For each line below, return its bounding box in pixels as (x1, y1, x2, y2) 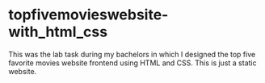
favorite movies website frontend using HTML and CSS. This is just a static (8, 58, 257, 68)
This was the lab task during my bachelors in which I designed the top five (8, 49, 256, 59)
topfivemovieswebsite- (8, 6, 169, 24)
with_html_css (8, 23, 107, 41)
